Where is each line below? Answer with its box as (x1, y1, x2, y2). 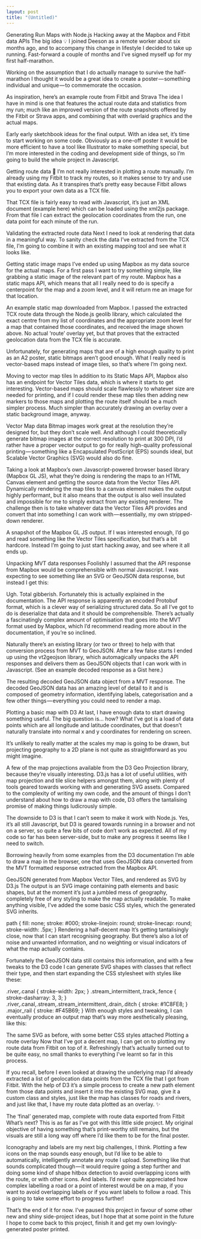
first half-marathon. (6, 57, 55, 64)
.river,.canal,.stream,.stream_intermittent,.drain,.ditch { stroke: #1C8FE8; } (6, 1000, 188, 1008)
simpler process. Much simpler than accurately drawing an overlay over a (6, 404, 188, 411)
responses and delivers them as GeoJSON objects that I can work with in (6, 660, 187, 667)
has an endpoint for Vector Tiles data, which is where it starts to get (6, 378, 174, 385)
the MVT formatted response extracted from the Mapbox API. (6, 864, 158, 871)
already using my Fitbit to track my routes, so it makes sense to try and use (6, 174, 192, 181)
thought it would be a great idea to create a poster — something (34, 75, 191, 82)
